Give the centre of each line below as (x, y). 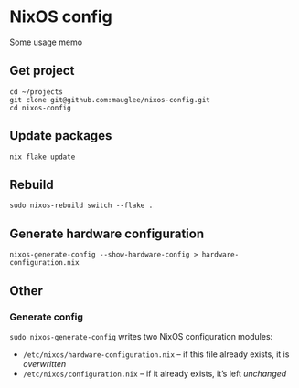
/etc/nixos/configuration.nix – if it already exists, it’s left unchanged (155, 373)
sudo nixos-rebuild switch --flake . (81, 206)
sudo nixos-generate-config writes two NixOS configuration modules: (141, 336)
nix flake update (43, 157)
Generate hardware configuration (107, 233)
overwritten (44, 363)
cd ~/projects (37, 92)
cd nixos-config (40, 108)
